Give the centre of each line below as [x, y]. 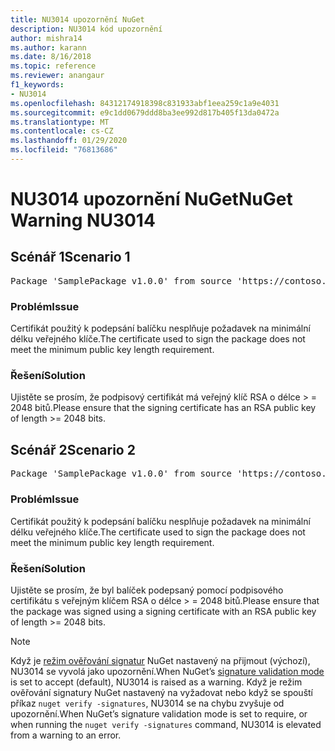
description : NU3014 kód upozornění [86, 29]
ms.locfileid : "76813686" [64, 150]
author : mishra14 [46, 38]
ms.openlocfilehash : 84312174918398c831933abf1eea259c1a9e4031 [145, 103]
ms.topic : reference [53, 66]
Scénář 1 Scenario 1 [70, 257]
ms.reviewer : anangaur [57, 76]
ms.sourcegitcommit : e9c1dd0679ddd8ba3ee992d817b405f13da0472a [145, 112]
